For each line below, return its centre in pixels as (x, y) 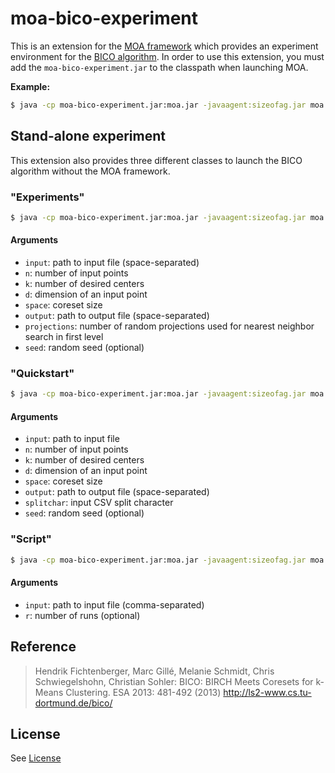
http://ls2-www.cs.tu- (267, 692)
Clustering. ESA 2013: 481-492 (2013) (143, 692)
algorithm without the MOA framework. (90, 171)
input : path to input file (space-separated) (112, 262)
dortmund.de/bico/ (73, 703)
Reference (43, 647)
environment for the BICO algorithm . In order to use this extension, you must (167, 56)
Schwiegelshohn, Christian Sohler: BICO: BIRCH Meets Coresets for (174, 681)
